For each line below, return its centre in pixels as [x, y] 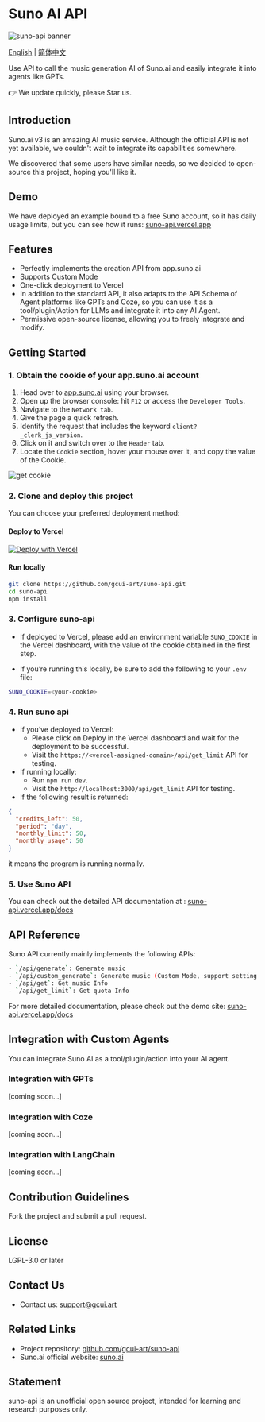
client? [184, 427]
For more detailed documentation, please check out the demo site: [117, 1006]
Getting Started [47, 352]
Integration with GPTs [51, 1079]
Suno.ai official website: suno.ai [72, 1357]
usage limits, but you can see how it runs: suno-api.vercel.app [110, 224]
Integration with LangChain [62, 1155]
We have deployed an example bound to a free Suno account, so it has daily [132, 216]
